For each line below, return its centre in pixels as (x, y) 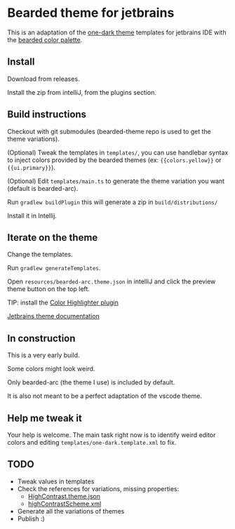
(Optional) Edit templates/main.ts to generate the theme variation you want (116, 181)
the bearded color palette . (45, 39)
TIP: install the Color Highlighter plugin (63, 302)
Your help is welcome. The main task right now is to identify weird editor (112, 435)
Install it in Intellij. (32, 215)
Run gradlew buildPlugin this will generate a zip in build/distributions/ (113, 202)
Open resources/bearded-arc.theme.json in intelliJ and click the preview (112, 281)
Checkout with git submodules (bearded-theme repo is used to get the (109, 131)
